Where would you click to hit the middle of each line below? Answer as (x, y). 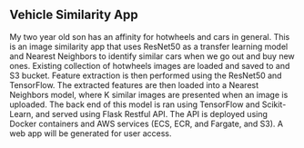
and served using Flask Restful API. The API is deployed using (152, 113)
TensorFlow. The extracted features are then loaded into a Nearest (134, 84)
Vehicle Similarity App (74, 15)
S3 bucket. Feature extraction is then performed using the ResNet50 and (146, 75)
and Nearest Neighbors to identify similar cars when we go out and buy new (152, 56)
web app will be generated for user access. (91, 133)
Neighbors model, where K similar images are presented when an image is (149, 94)
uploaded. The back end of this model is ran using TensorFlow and (135, 104)
